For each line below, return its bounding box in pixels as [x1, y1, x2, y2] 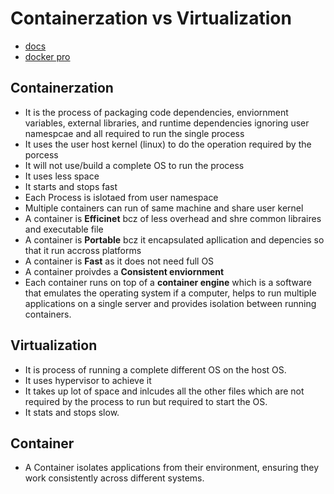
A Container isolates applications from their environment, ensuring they [24, 462, 320, 474]
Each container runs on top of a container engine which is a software [24, 276, 312, 288]
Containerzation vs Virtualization [10, 7, 292, 30]
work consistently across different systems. [24, 472, 205, 484]
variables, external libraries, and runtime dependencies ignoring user [24, 117, 310, 129]
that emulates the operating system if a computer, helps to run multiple [24, 287, 317, 299]
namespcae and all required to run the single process [24, 127, 245, 139]
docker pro [24, 50, 71, 62]
